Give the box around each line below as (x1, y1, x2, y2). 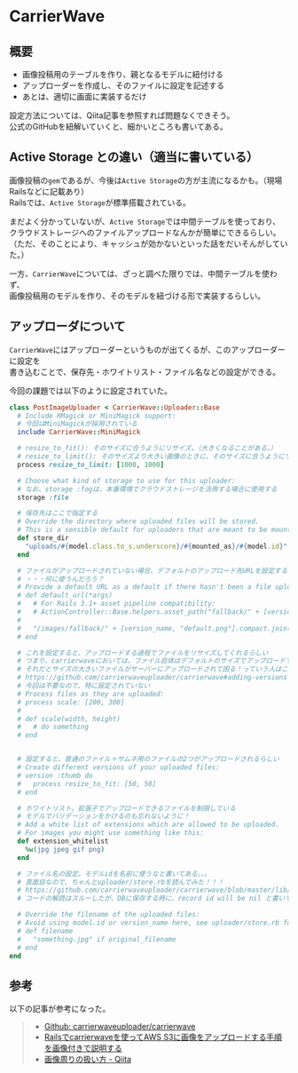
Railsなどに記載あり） (9, 186, 89, 196)
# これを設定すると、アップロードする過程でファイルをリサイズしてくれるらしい (17, 648, 269, 657)
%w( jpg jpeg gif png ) (25, 845, 105, 854)
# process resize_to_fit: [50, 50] (17, 779, 157, 788)
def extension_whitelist (17, 837, 109, 846)
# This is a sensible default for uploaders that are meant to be (17, 526, 268, 535)
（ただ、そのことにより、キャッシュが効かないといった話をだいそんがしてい (9, 238, 288, 249)
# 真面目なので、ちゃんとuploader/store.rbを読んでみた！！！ (17, 878, 224, 886)
